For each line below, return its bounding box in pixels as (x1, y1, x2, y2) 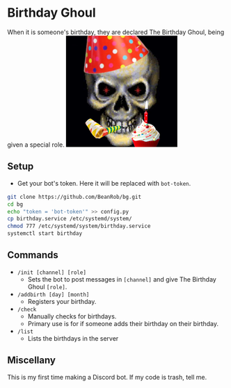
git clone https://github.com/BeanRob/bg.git (7, 193, 141, 200)
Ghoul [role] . (27, 282, 67, 291)
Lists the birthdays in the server (27, 334, 119, 342)
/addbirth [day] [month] (17, 291, 90, 298)
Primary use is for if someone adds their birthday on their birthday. (27, 319, 219, 328)
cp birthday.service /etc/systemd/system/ (7, 216, 132, 223)
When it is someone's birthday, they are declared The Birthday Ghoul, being (7, 28, 225, 36)
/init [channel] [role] (17, 269, 87, 276)
